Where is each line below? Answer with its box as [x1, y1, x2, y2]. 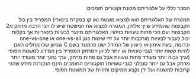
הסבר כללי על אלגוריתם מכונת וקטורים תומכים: [85, 5, 190, 11]
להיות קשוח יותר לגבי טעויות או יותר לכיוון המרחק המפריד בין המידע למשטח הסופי [8, 47, 190, 54]
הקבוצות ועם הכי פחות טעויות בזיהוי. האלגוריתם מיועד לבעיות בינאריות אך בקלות [11, 28, 190, 35]
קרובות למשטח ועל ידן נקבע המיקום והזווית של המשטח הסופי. [53, 66, 190, 73]
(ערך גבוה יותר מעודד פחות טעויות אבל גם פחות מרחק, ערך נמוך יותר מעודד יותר [11, 54, 190, 60]
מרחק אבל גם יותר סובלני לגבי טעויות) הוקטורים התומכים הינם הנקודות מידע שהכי [8, 60, 190, 67]
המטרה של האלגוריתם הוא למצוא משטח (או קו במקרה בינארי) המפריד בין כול [18, 16, 190, 23]
